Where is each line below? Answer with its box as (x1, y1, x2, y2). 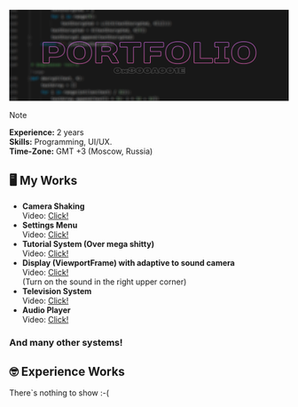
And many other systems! (9, 337, 123, 349)
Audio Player (21, 305, 71, 315)
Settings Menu (21, 219, 78, 231)
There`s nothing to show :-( (9, 387, 109, 398)
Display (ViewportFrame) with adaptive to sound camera (21, 258, 235, 268)
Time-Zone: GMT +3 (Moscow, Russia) (9, 146, 153, 156)
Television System (21, 286, 92, 297)
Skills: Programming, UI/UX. (9, 137, 113, 148)
